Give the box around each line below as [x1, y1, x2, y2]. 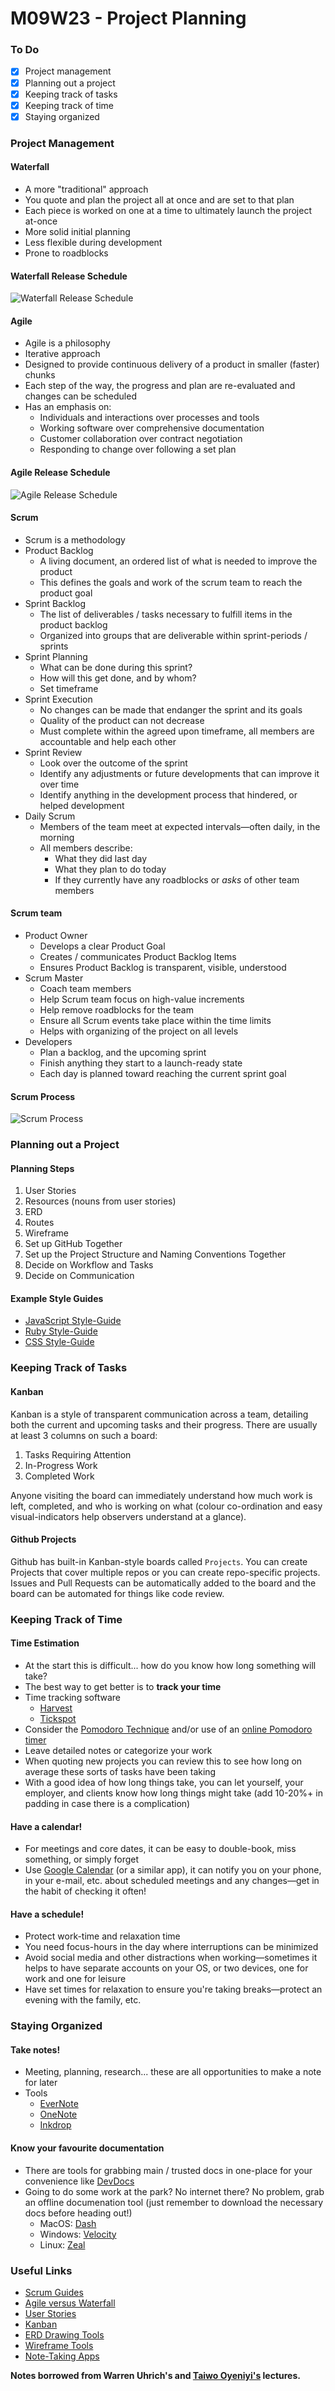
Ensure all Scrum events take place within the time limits [39, 1014, 272, 1026]
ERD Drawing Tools [24, 2328, 105, 2341]
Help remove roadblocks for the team [39, 1003, 194, 1016]
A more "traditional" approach [24, 183, 149, 195]
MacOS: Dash [39, 2217, 97, 2229]
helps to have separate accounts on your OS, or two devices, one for [24, 1962, 309, 1974]
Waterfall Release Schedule [10, 270, 128, 282]
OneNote [39, 2108, 78, 2121]
